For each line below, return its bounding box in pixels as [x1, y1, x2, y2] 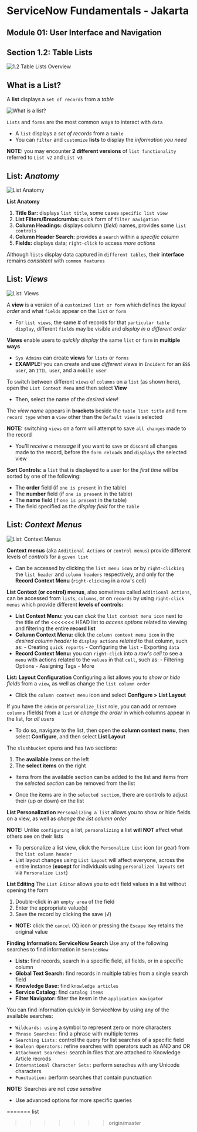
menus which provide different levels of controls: [6, 601, 124, 608]
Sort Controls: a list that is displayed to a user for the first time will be [6, 466, 179, 473]
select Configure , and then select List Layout [15, 733, 125, 740]
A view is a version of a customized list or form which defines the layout [6, 301, 186, 308]
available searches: [6, 1012, 53, 1019]
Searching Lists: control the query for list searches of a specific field [15, 1036, 184, 1043]
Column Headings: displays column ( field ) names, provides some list [15, 222, 186, 229]
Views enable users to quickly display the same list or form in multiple [6, 337, 181, 344]
